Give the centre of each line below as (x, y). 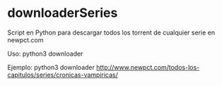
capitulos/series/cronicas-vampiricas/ (63, 75)
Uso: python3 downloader (45, 54)
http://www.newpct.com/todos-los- (148, 67)
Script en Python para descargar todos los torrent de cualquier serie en (111, 32)
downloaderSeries (63, 13)
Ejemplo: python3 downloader (51, 67)
